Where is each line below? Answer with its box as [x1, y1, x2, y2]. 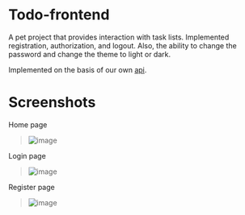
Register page [8, 182, 55, 192]
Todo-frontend [8, 6, 110, 24]
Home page [8, 119, 48, 130]
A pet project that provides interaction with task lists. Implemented [8, 32, 230, 42]
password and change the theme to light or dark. [8, 49, 171, 59]
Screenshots [8, 93, 96, 112]
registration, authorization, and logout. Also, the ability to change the [8, 40, 237, 50]
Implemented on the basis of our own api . [8, 64, 147, 74]
